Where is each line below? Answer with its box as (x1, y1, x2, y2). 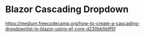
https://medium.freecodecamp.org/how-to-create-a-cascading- (5, 20, 140, 26)
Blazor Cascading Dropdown (5, 4, 129, 15)
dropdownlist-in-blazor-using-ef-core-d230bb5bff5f (5, 25, 116, 31)
